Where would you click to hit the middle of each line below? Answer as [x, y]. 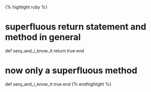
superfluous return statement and [76, 27]
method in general [43, 37]
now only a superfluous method [71, 71]
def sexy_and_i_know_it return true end [45, 50]
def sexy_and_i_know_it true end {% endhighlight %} [58, 84]
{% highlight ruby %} [26, 7]
